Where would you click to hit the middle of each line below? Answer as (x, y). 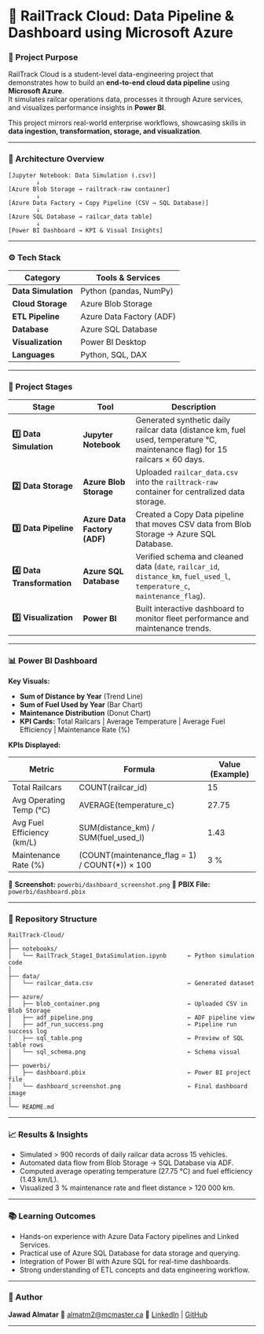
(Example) (230, 774)
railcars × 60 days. (170, 460)
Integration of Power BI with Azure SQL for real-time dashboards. (125, 1261)
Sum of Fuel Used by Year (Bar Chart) (81, 704)
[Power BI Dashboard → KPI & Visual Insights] (86, 230)
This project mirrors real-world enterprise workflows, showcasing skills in (127, 123)
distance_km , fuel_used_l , (183, 577)
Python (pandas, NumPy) (127, 291)
